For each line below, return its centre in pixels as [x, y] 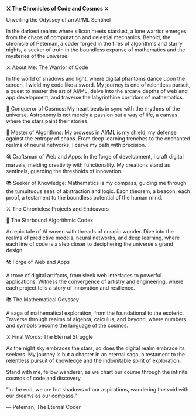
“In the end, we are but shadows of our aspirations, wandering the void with [97, 389]
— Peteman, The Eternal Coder [43, 407]
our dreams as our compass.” [42, 396]
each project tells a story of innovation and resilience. [71, 288]
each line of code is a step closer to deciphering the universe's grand [90, 244]
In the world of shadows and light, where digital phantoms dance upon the [96, 79]
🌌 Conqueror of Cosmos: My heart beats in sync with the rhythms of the [93, 109]
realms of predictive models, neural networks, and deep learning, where [93, 238]
